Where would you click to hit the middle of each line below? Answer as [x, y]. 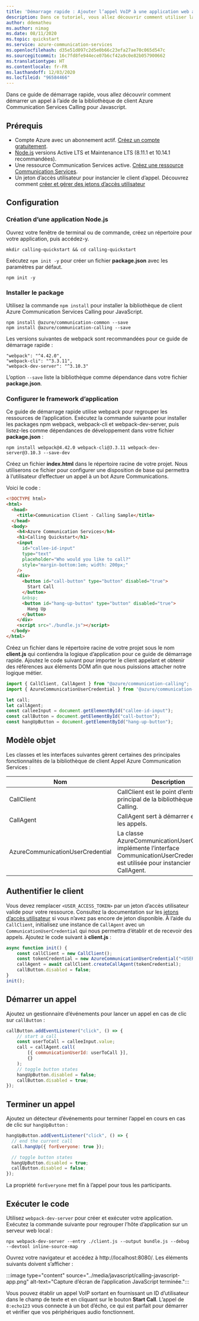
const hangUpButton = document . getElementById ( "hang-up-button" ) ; [90, 722]
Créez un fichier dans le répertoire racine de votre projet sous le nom [90, 647]
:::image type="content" [36, 1275]
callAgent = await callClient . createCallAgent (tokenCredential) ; [99, 965]
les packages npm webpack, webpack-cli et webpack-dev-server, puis [93, 425]
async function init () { [37, 948]
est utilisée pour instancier [154, 863]
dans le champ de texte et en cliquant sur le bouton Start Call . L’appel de [95, 1300]
